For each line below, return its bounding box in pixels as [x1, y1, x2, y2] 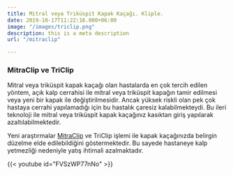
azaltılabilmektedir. [7, 118, 61, 126]
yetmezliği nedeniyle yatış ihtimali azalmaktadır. [7, 146, 144, 155]
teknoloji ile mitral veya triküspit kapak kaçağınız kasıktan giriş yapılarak [7, 111, 214, 119]
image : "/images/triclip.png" [7, 23, 96, 30]
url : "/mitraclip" [7, 36, 61, 43]
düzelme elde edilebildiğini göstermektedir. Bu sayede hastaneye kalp [7, 139, 208, 147]
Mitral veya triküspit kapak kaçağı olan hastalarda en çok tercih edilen [7, 81, 208, 89]
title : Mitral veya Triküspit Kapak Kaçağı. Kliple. [7, 10, 164, 17]
